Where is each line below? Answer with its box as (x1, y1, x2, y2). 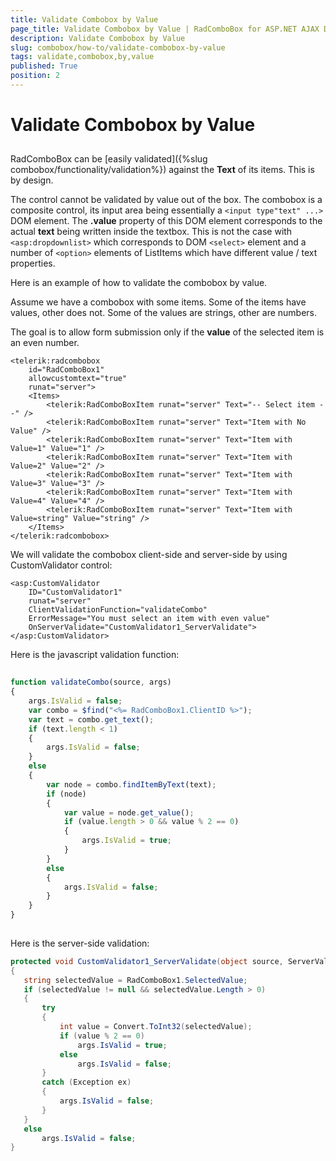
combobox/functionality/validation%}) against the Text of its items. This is (10, 164, 315, 176)
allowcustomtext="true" (28, 374, 128, 384)
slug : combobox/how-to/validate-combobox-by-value (10, 42, 226, 53)
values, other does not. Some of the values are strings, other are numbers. (10, 307, 318, 319)
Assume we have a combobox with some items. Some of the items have (10, 296, 307, 308)
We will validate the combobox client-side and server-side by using (10, 549, 288, 561)
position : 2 (10, 71, 60, 81)
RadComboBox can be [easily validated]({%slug (10, 153, 208, 165)
